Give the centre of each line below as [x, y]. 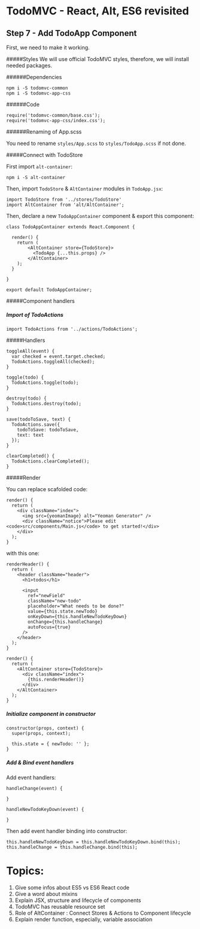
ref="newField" [47, 595]
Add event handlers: [31, 777]
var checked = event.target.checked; [59, 356]
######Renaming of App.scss [44, 132]
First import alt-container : [40, 167]
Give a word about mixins [46, 894]
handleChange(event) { [34, 788]
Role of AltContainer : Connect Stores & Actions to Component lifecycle [103, 913]
